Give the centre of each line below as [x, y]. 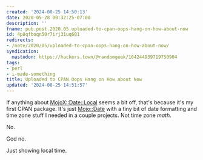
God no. [16, 139]
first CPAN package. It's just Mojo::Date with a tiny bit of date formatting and [102, 109]
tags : [13, 62]
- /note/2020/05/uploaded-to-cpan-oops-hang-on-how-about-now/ [88, 46]
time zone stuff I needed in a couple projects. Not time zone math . [89, 115]
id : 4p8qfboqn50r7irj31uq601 [43, 35]
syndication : [23, 52]
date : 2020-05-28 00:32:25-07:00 [48, 18]
